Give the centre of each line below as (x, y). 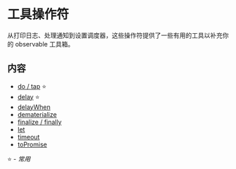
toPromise (32, 144)
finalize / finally (39, 122)
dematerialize (37, 114)
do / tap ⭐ (32, 86)
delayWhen (34, 107)
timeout (28, 137)
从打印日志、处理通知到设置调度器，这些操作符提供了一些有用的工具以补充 (115, 35)
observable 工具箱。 (45, 44)
